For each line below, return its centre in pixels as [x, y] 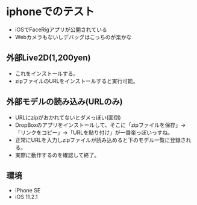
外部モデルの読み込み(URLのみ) [64, 102]
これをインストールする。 [47, 73]
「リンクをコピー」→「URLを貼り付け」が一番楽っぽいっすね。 [94, 132]
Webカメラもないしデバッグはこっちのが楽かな [73, 37]
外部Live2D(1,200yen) [48, 58]
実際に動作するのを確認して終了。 [57, 155]
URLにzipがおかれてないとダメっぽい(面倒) [68, 117]
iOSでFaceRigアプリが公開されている [61, 29]
